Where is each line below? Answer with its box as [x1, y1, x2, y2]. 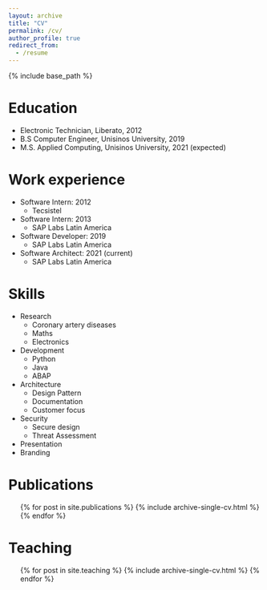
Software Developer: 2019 [19, 231, 107, 240]
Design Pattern [31, 388, 82, 398]
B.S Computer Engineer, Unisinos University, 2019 [19, 134, 185, 143]
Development [19, 346, 65, 355]
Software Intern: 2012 [19, 197, 92, 207]
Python [31, 354, 56, 363]
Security [19, 414, 48, 423]
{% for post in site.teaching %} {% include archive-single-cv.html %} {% [19, 565, 261, 575]
